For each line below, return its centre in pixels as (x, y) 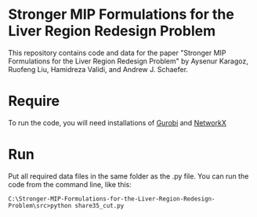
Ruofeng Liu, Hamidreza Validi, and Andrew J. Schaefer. (98, 69)
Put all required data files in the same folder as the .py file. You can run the (128, 176)
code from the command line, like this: (70, 184)
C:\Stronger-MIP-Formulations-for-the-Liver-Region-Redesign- (112, 199)
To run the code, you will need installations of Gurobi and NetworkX (118, 122)
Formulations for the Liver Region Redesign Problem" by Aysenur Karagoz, (128, 61)
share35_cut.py (100, 205)
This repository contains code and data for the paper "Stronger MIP (117, 52)
